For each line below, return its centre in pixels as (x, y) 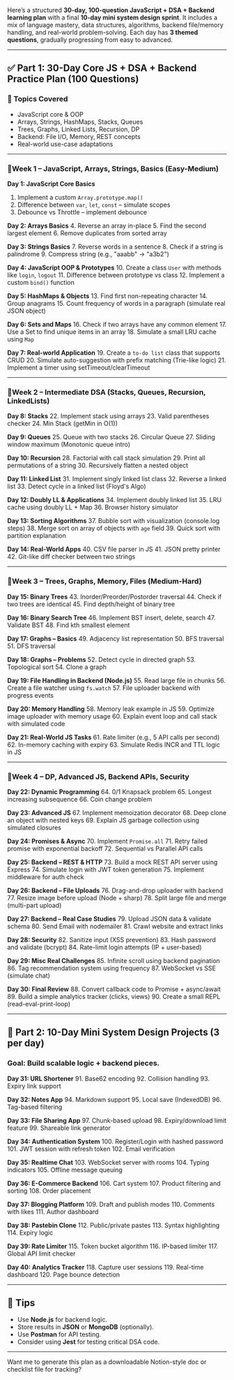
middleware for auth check (46, 876)
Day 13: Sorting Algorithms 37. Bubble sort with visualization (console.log (114, 521)
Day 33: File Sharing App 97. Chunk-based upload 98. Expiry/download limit (117, 1120)
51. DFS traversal (31, 646)
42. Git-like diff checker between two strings (71, 557)
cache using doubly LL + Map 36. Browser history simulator (93, 507)
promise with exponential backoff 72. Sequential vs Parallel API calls (105, 849)
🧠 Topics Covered (38, 99)
